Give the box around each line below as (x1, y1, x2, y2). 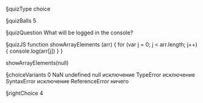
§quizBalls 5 (6, 17, 37, 24)
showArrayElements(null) (6, 59, 69, 66)
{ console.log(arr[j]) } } (6, 47, 63, 55)
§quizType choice (6, 6, 51, 12)
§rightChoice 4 (6, 90, 43, 97)
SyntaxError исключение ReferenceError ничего (6, 78, 129, 85)
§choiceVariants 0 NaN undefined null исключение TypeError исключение (6, 71, 195, 78)
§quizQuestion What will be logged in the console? (6, 29, 134, 36)
